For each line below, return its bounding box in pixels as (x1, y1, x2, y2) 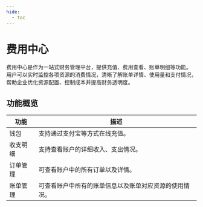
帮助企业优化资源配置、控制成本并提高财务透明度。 (6, 79, 134, 86)
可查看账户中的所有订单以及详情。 (38, 166, 136, 174)
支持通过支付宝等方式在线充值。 (38, 130, 130, 138)
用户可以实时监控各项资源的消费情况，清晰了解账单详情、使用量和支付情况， (6, 71, 197, 79)
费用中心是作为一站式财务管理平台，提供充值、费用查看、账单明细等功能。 (6, 64, 192, 71)
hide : (6, 8, 20, 15)
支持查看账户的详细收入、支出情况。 (38, 145, 142, 154)
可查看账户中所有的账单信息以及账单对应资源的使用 (38, 182, 184, 190)
